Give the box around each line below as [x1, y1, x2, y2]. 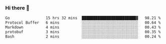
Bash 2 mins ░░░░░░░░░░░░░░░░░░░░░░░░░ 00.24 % [5, 34, 161, 39]
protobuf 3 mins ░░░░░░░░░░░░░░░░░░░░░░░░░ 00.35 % [5, 29, 161, 34]
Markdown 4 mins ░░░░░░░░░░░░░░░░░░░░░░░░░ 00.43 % [5, 25, 161, 30]
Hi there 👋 [5, 4, 30, 11]
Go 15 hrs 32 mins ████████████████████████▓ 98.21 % [5, 16, 161, 21]
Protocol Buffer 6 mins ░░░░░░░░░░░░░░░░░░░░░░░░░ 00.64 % [5, 20, 161, 25]
